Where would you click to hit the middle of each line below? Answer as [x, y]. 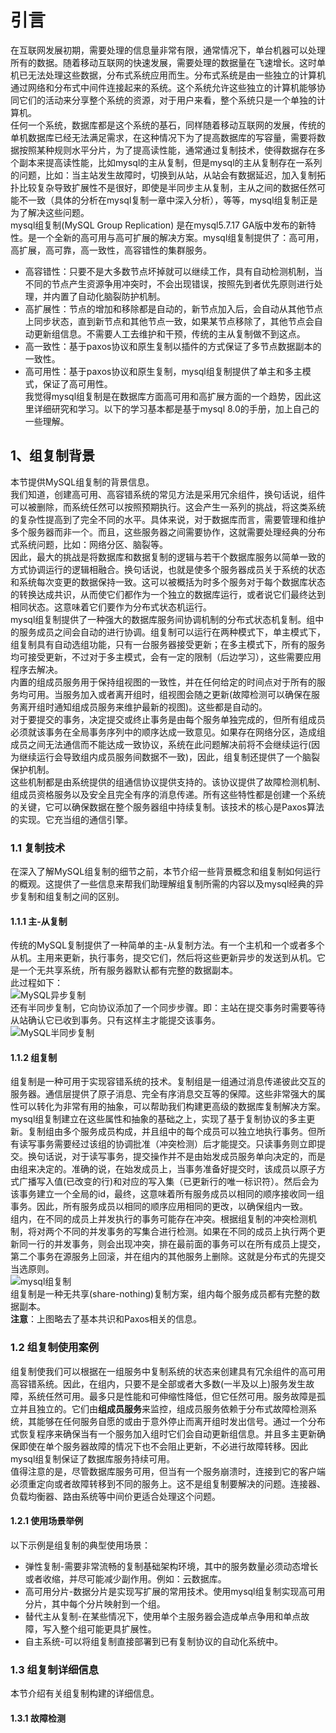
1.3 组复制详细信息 [55, 1669]
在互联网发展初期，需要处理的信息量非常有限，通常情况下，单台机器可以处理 [168, 50]
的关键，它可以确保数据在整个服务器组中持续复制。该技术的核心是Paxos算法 [167, 807]
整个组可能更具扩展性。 [108, 1628]
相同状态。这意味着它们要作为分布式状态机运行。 [111, 607]
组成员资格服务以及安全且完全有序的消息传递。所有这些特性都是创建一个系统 [168, 794]
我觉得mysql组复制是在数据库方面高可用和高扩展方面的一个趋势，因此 [168, 396]
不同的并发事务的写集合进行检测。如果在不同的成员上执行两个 [189, 1232]
